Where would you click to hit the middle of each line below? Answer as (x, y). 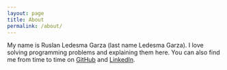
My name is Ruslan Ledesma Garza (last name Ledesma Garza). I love (105, 46)
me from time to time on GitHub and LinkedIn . (71, 60)
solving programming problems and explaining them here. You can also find (113, 52)
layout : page (26, 13)
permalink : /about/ (35, 26)
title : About (26, 20)
